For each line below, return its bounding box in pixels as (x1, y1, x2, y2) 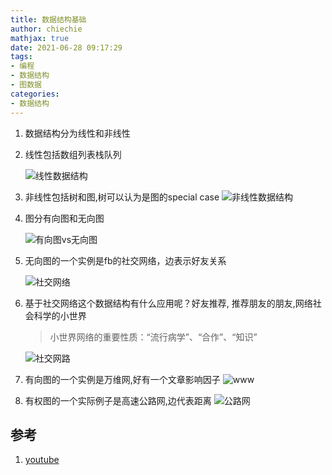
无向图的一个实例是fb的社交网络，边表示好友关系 (24, 254, 227, 266)
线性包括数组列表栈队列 (24, 148, 122, 160)
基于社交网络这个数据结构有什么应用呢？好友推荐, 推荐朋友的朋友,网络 (24, 297, 313, 309)
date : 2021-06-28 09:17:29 (10, 42, 123, 53)
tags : (10, 52, 33, 62)
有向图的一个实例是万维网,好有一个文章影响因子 (24, 373, 221, 385)
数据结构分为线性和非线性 (24, 127, 131, 139)
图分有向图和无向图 (24, 212, 105, 224)
